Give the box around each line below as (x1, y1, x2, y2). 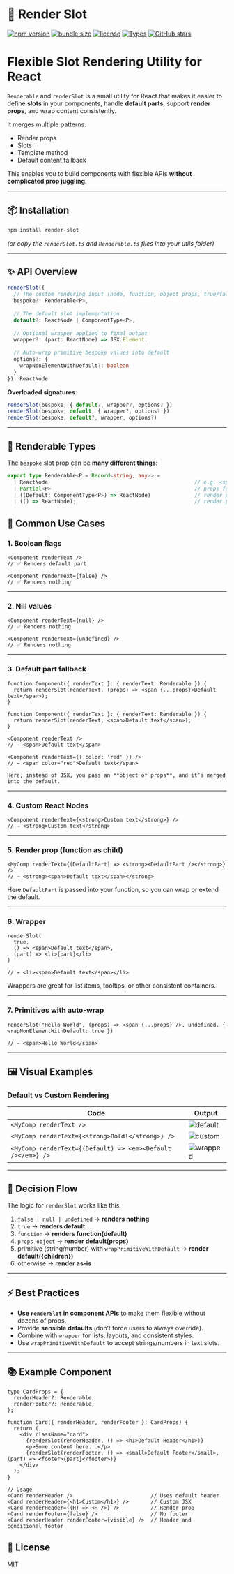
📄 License (7, 1542, 51, 1554)
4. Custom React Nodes (7, 801, 89, 810)
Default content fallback (17, 156, 87, 164)
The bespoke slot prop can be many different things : (7, 459, 158, 467)
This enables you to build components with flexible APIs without (7, 169, 192, 177)
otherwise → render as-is (17, 1259, 92, 1268)
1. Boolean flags (7, 538, 62, 548)
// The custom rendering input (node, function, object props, (13, 291, 201, 298)
